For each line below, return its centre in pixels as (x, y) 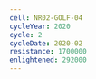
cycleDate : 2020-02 (46, 43)
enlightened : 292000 (48, 60)
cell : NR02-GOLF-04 (46, 18)
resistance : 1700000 (48, 52)
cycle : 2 (26, 35)
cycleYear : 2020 (40, 26)
